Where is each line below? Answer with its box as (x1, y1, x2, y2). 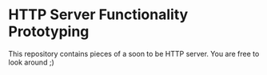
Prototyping (8, 22, 90, 41)
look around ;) (8, 57, 54, 67)
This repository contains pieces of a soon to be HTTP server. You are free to (8, 49, 260, 58)
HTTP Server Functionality (8, 6, 189, 24)
